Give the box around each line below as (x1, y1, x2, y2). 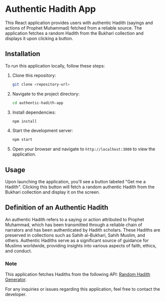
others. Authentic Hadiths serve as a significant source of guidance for (5, 237, 149, 243)
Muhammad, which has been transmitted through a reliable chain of (5, 222, 143, 228)
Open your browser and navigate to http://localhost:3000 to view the (12, 146, 156, 152)
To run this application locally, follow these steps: (5, 63, 105, 68)
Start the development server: (12, 128, 73, 134)
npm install (12, 119, 37, 124)
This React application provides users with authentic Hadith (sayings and (5, 20, 153, 26)
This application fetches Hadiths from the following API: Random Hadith (5, 271, 151, 277)
